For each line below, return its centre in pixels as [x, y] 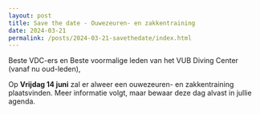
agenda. [22, 101]
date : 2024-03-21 [37, 30]
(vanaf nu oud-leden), [45, 69]
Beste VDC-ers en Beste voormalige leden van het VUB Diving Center [124, 61]
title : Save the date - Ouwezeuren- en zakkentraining [102, 23]
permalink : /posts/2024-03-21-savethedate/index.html [100, 38]
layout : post [30, 16]
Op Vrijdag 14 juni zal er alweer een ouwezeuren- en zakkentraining [121, 85]
